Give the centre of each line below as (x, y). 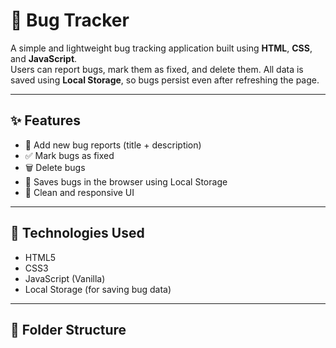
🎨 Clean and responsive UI (79, 192)
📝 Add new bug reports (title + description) (113, 145)
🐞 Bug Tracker (70, 20)
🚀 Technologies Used (77, 233)
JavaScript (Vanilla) (65, 278)
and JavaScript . (44, 58)
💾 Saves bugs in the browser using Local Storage (126, 181)
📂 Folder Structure (68, 329)
